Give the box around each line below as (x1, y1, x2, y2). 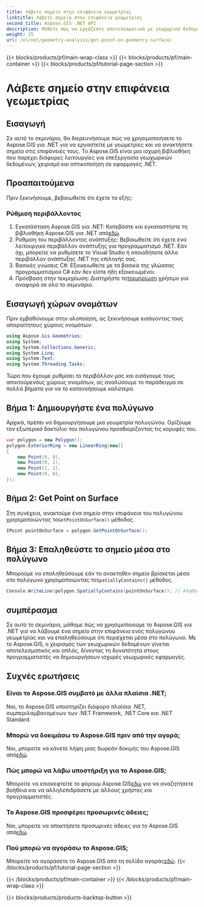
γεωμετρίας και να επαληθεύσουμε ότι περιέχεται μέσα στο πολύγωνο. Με (6, 634, 197, 641)
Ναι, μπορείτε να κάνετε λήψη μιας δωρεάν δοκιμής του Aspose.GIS (6, 745, 180, 752)
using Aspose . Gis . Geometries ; (6, 333, 83, 339)
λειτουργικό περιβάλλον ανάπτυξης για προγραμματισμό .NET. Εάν (15, 242, 188, 250)
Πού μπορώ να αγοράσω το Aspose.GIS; (6, 843, 129, 852)
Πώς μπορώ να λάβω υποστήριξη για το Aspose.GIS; (6, 766, 167, 775)
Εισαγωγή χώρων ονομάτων (6, 299, 118, 309)
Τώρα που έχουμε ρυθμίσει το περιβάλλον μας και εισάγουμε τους (6, 372, 175, 379)
